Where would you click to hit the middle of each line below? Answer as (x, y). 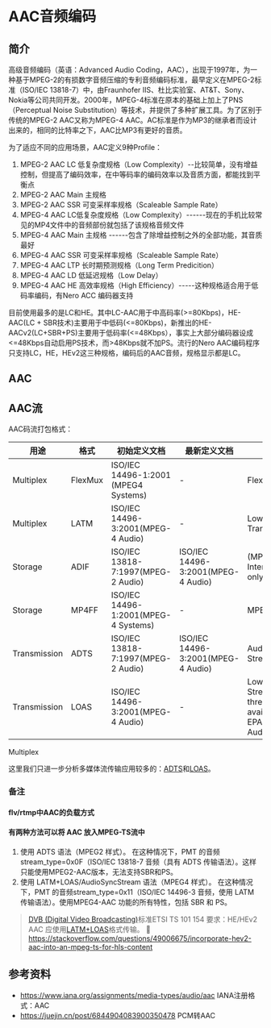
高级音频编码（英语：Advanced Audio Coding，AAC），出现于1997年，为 (129, 70)
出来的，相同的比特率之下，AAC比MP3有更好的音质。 (98, 130)
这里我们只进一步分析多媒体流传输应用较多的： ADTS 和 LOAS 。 (112, 769)
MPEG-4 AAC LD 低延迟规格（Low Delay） (91, 275)
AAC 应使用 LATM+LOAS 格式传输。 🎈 (89, 929)
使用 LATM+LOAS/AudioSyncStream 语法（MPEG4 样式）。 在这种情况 (136, 882)
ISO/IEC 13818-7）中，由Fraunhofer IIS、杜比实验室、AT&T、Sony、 (135, 90)
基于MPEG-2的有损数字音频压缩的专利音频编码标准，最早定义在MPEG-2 (135, 80)
